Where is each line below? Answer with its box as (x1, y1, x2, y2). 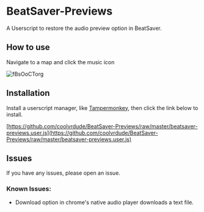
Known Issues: (6, 185, 52, 193)
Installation (6, 88, 50, 98)
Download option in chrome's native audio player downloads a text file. (15, 199, 194, 206)
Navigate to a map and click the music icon (6, 58, 115, 65)
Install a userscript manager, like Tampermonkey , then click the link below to (6, 104, 199, 111)
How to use (6, 42, 50, 53)
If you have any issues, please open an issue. (6, 169, 121, 177)
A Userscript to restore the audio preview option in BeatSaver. (6, 24, 162, 32)
